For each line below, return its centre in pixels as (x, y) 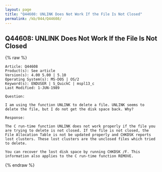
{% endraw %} (20, 165)
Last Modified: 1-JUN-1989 (32, 88)
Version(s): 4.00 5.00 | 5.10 (36, 75)
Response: (15, 118)
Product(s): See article (30, 71)
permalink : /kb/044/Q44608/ (34, 19)
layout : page (18, 10)
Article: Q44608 (21, 67)
